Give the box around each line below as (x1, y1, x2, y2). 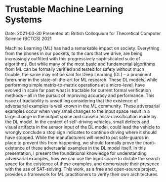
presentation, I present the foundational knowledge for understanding (5, 150, 147, 156)
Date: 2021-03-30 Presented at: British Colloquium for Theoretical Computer (5, 30, 161, 36)
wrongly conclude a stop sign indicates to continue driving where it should (5, 129, 157, 135)
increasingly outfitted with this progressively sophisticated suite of (5, 55, 140, 61)
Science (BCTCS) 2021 (5, 36, 52, 42)
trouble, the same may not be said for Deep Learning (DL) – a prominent (5, 71, 152, 77)
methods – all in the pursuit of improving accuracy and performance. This (5, 92, 155, 98)
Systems (5, 14, 42, 25)
